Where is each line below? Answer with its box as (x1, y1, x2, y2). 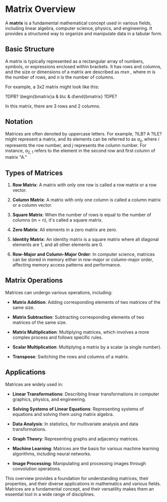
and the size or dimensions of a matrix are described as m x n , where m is (5, 69, 156, 75)
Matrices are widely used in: (5, 381, 63, 387)
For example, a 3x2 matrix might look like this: (5, 84, 100, 90)
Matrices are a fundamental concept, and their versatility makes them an (5, 486, 155, 492)
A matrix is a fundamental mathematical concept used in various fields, (5, 20, 152, 26)
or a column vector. (12, 202, 52, 208)
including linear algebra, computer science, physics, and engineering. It (5, 25, 153, 31)
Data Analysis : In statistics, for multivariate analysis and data (12, 421, 139, 427)
